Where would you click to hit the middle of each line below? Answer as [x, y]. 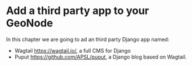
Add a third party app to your [78, 11]
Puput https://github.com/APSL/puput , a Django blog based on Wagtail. [101, 57]
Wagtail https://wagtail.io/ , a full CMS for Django [73, 50]
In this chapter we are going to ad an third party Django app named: [88, 39]
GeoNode [30, 23]
